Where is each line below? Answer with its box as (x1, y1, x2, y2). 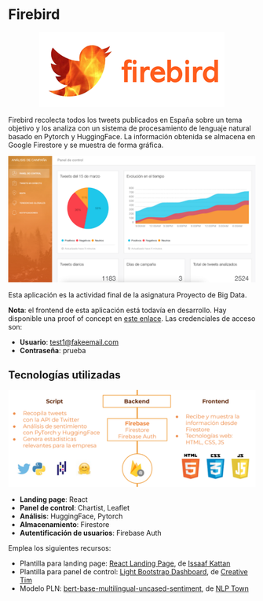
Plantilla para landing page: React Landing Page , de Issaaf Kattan (19, 559, 231, 568)
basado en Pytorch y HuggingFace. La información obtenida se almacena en (8, 131, 256, 141)
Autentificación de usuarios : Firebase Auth (19, 528, 163, 537)
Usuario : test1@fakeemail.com (19, 337, 119, 347)
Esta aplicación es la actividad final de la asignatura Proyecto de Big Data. (8, 289, 247, 300)
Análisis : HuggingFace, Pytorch (19, 511, 123, 521)
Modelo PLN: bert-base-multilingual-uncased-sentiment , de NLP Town (19, 584, 249, 593)
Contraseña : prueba (19, 345, 86, 355)
